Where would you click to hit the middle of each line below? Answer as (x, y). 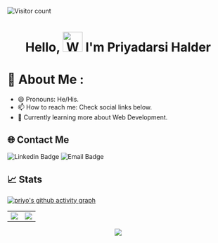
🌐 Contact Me (38, 140)
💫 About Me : (46, 79)
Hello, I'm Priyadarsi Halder (118, 48)
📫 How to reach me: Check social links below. (85, 107)
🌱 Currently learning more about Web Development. (92, 117)
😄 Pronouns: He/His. (48, 100)
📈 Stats (25, 180)
